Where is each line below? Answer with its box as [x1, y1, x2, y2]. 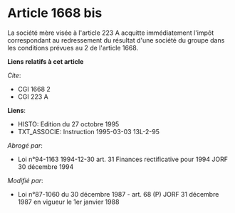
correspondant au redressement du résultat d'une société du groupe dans [7, 35, 225, 44]
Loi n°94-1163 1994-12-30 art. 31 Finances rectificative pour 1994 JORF [17, 155, 228, 163]
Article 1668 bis [7, 5, 103, 21]
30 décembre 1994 [17, 162, 74, 171]
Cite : [7, 71, 21, 80]
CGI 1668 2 [17, 84, 51, 93]
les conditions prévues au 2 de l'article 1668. [7, 43, 139, 52]
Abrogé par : [7, 141, 43, 150]
